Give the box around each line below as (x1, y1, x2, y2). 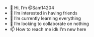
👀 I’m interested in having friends (9, 10, 78, 16)
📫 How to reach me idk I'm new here (9, 26, 87, 32)
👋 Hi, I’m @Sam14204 (9, 5, 55, 10)
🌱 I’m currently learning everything (9, 15, 81, 21)
